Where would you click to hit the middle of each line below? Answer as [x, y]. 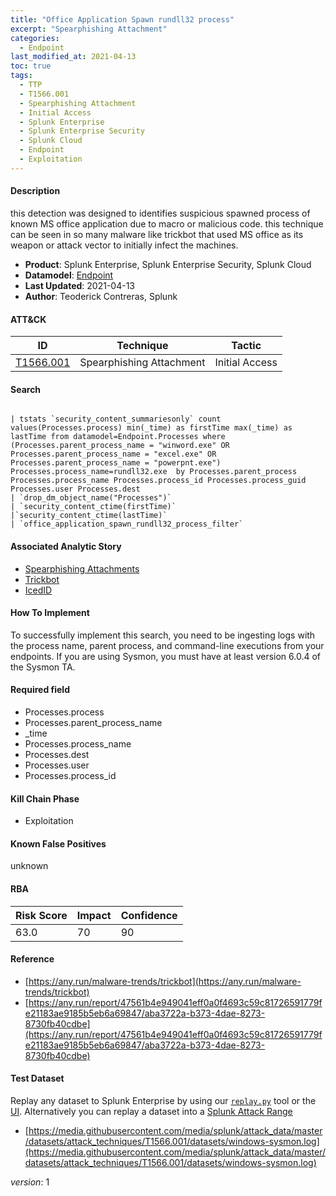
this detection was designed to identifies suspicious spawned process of [160, 213]
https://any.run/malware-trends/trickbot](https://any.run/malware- [165, 981]
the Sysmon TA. [43, 667]
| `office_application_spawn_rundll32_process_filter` [127, 524]
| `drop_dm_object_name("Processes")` [91, 498]
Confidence [149, 915]
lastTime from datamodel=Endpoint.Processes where [118, 437]
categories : [35, 38]
